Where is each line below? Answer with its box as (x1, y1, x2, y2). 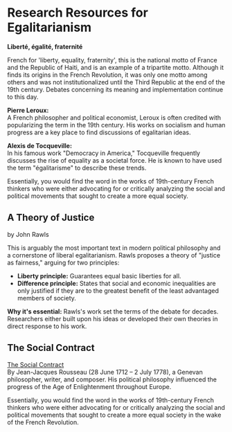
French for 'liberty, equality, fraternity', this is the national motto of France (7, 55, 217, 64)
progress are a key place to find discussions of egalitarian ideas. (7, 128, 192, 136)
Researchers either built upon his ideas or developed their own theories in (7, 314, 218, 323)
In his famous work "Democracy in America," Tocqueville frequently (7, 149, 201, 157)
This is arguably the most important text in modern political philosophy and (7, 244, 221, 252)
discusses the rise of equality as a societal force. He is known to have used (7, 156, 222, 164)
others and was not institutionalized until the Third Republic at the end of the (7, 78, 225, 86)
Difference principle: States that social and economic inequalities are (17, 279, 216, 287)
